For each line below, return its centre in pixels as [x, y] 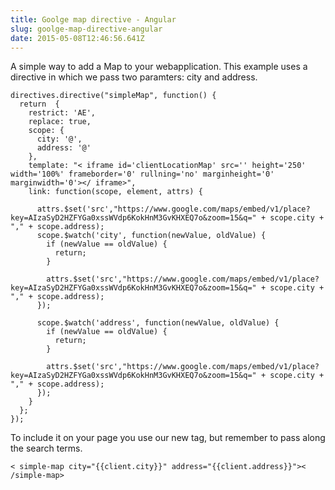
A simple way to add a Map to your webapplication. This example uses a [159, 67]
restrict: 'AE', [62, 113]
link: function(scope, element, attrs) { [115, 192]
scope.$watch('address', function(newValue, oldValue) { [158, 323]
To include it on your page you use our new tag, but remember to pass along [168, 438]
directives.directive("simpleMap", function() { [113, 96]
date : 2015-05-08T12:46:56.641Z [77, 38]
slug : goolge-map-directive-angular [86, 29]
